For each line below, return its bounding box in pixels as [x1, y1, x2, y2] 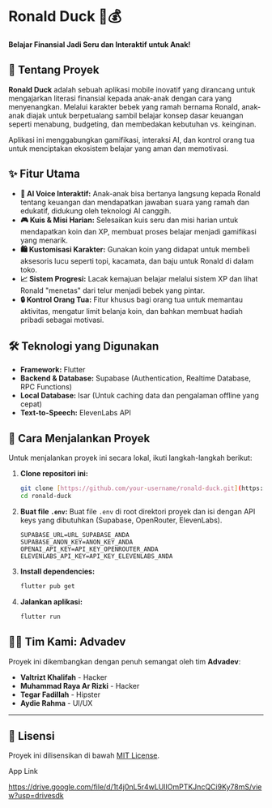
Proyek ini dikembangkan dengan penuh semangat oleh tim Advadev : [8, 656, 241, 666]
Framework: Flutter [19, 365, 86, 375]
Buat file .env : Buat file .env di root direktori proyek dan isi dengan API [19, 506, 256, 516]
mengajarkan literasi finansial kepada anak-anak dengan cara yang [8, 93, 232, 103]
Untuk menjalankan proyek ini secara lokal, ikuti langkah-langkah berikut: [8, 453, 253, 463]
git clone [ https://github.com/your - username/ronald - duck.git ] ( [19, 484, 242, 492]
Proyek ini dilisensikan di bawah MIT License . [8, 750, 160, 760]
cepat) [19, 399, 43, 409]
